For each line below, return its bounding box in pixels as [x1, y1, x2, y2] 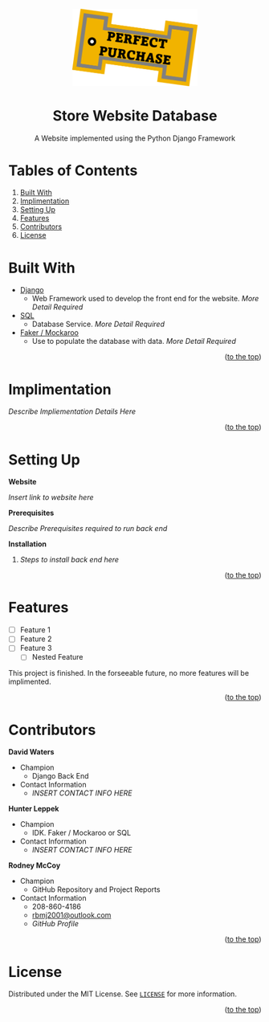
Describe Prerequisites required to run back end [8, 524, 168, 533]
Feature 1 [19, 625, 51, 635]
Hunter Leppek [8, 804, 59, 814]
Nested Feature [31, 652, 84, 662]
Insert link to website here [8, 493, 94, 502]
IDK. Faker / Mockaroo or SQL [31, 828, 131, 838]
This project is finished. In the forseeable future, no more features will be [8, 668, 250, 678]
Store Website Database [52, 106, 218, 125]
